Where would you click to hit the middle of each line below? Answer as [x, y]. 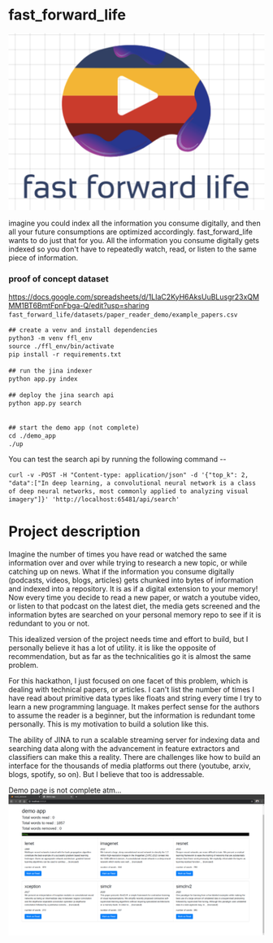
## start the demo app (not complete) [74, 428]
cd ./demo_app [32, 436]
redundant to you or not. [49, 623]
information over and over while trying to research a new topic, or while [128, 562]
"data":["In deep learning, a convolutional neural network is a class [132, 483]
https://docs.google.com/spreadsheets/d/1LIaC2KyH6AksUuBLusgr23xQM [134, 297]
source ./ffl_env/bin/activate [61, 346]
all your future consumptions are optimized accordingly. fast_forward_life [131, 232]
